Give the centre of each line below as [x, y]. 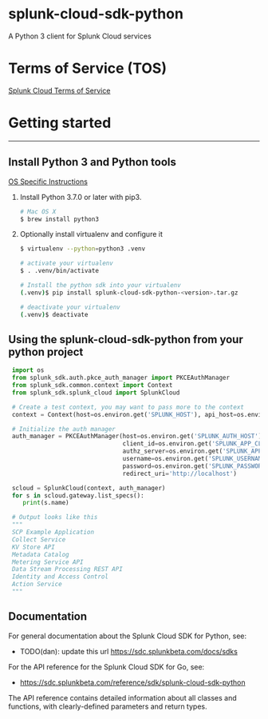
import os [28, 370]
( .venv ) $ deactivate [54, 314]
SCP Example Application [53, 533]
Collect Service [39, 539]
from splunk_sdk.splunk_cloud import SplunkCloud [96, 393]
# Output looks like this [55, 517]
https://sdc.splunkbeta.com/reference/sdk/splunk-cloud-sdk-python [132, 682]
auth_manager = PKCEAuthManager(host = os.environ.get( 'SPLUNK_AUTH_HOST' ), [138, 437]
